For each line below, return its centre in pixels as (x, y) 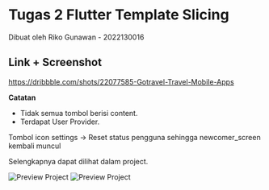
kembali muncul (35, 146)
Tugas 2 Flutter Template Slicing (119, 15)
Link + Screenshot (55, 62)
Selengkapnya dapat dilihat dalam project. (78, 161)
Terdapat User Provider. (60, 122)
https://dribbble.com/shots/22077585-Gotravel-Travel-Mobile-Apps (121, 81)
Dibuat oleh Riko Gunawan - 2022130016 (76, 37)
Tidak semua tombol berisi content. (79, 113)
